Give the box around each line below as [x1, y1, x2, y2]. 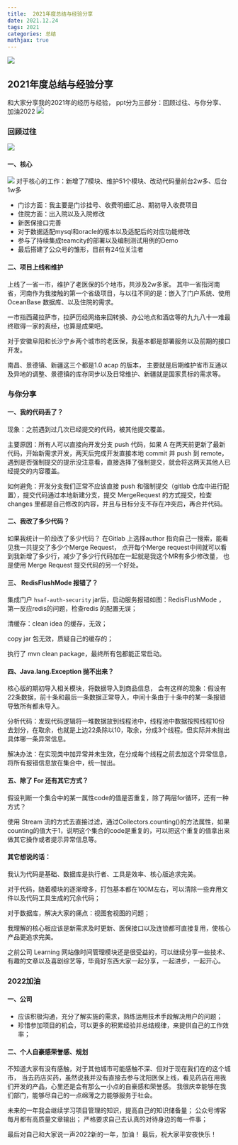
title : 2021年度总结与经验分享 [7, 10, 93, 18]
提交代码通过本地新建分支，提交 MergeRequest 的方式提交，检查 [22, 490, 212, 499]
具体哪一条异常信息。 [7, 735, 69, 743]
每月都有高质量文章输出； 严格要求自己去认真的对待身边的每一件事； [7, 1115, 208, 1124]
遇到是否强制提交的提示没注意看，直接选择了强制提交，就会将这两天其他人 [7, 458, 225, 466]
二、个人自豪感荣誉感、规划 [7, 1047, 89, 1056]
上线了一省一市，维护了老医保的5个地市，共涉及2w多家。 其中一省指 [7, 280, 208, 288]
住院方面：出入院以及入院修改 [17, 210, 105, 219]
